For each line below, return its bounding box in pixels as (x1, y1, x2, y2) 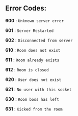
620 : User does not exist (5, 76, 62, 83)
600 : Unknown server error (5, 17, 64, 23)
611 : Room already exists (5, 57, 60, 63)
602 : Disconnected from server (5, 37, 73, 43)
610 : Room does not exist (5, 47, 61, 53)
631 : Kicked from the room (5, 106, 63, 112)
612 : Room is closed (5, 66, 49, 72)
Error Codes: (5, 4, 47, 13)
